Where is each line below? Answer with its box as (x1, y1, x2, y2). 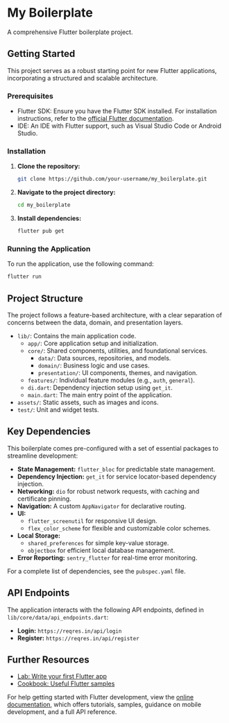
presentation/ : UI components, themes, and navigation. (37, 368, 198, 376)
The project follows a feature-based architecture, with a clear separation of (7, 310, 223, 319)
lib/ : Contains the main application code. (17, 331, 137, 340)
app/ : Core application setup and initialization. (27, 339, 158, 347)
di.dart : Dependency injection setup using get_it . (27, 383, 173, 392)
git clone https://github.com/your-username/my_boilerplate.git (17, 176, 207, 183)
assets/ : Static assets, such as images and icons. (17, 398, 159, 406)
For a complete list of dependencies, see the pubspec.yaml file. (7, 567, 186, 575)
